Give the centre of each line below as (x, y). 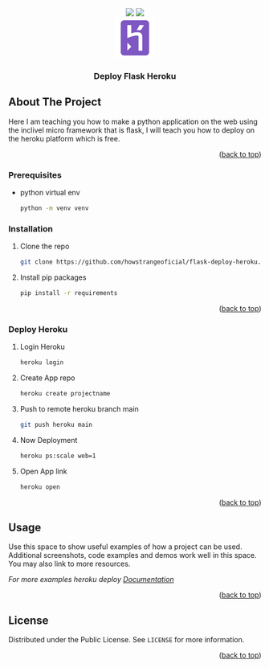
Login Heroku (43, 347)
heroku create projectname (65, 394)
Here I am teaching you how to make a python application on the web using (133, 121)
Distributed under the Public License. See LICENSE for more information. (126, 640)
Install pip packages (53, 277)
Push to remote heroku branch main (79, 409)
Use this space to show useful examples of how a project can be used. (125, 547)
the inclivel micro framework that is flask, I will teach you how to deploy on (132, 130)
